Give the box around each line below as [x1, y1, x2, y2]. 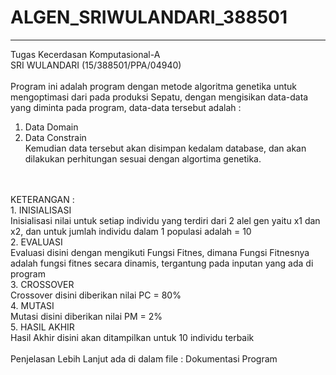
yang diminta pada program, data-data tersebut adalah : [10, 101, 242, 113]
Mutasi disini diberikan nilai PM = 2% [10, 310, 163, 322]
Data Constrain [24, 131, 87, 143]
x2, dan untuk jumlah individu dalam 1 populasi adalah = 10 [10, 225, 252, 237]
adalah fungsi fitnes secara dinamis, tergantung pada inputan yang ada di [10, 257, 314, 269]
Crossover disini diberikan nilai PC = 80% [10, 289, 182, 301]
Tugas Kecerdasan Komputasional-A [10, 48, 161, 60]
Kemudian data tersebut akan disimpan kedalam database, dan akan [24, 142, 307, 154]
